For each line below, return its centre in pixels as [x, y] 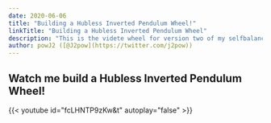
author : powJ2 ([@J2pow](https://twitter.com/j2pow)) [101, 46]
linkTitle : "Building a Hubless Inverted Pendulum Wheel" [108, 31]
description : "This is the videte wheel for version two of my [117, 38]
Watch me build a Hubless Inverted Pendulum [125, 78]
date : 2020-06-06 [38, 16]
